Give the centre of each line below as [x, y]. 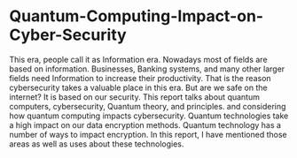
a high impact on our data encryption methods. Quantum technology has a [145, 124]
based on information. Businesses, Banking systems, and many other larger [147, 69]
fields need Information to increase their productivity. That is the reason [141, 78]
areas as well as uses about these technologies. [97, 144]
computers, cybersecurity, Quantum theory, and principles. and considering [148, 106]
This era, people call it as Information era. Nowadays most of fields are [138, 59]
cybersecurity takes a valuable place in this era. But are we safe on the [138, 87]
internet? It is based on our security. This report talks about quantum [134, 97]
